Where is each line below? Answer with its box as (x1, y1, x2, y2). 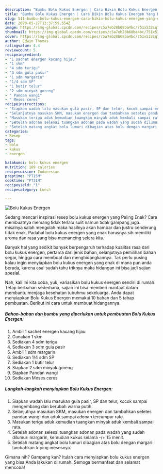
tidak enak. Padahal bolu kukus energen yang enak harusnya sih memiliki (5, 229, 151, 235)
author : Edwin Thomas (5, 39, 49, 44)
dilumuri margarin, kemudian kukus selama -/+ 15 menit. (12, 434, 125, 440)
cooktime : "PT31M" (5, 178, 42, 183)
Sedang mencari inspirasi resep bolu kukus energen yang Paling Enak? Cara (5, 214, 158, 220)
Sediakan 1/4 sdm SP (12, 354, 55, 360)
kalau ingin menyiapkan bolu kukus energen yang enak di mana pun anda (5, 260, 152, 265)
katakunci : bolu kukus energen (5, 160, 68, 165)
